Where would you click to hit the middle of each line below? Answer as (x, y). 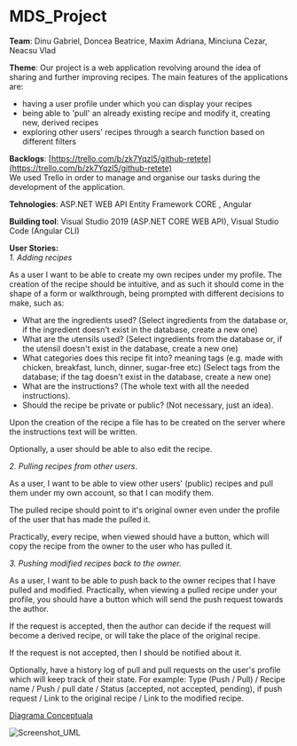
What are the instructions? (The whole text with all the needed (136, 386)
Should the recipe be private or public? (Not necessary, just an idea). (148, 405)
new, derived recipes (60, 123)
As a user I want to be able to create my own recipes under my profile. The (145, 274)
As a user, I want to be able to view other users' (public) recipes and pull (141, 483)
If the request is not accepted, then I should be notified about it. (125, 652)
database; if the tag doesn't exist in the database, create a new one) (147, 377)
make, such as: (37, 303)
